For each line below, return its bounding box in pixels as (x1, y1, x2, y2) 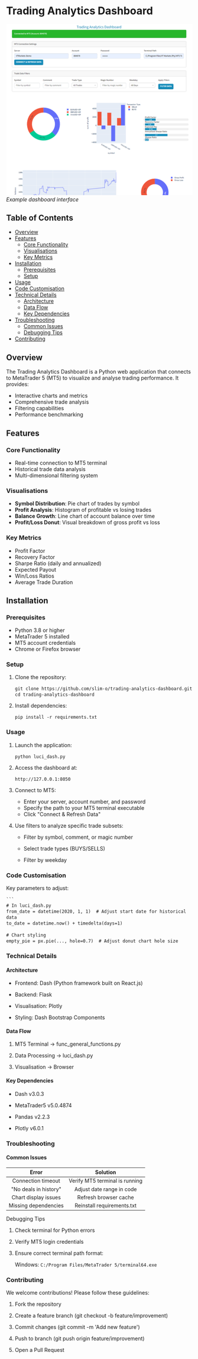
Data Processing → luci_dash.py (14, 1052, 93, 1059)
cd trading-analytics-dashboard (14, 692, 95, 698)
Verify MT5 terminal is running (69, 1178, 143, 1185)
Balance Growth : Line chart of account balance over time (14, 513, 155, 520)
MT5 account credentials (14, 640, 76, 647)
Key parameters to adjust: (6, 885, 69, 892)
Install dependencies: (14, 702, 67, 709)
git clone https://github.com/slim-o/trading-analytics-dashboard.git (14, 686, 193, 692)
